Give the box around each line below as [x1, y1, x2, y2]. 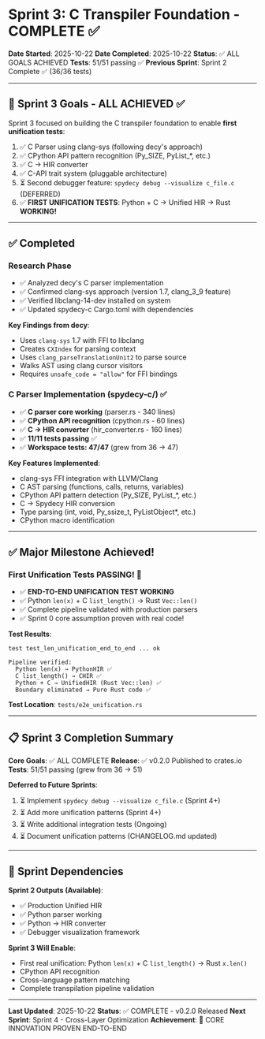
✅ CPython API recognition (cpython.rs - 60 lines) [19, 415, 185, 425]
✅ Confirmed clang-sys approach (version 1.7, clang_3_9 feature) [19, 287, 231, 296]
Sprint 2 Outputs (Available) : [8, 885, 104, 896]
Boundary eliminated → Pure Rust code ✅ [15, 686, 151, 695]
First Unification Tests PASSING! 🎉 [8, 569, 142, 580]
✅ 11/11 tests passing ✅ [19, 434, 97, 443]
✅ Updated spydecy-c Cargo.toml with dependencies [19, 305, 194, 315]
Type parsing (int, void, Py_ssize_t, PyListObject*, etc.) [19, 507, 196, 516]
